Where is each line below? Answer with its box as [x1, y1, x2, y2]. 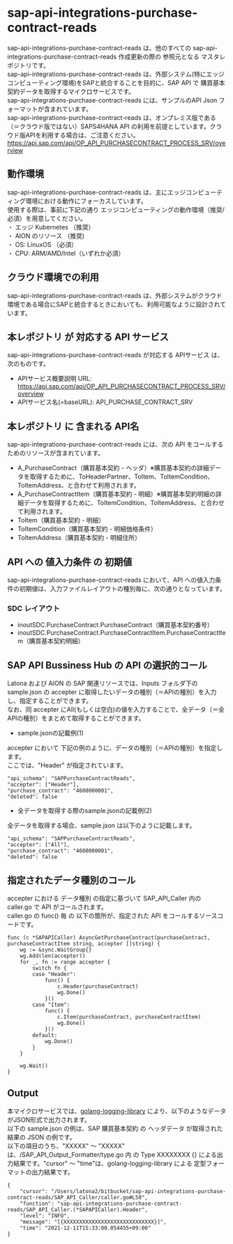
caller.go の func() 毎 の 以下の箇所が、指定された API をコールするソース [7, 911, 218, 920]
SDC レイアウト [7, 604, 61, 613]
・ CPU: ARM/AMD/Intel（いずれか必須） [7, 249, 122, 257]
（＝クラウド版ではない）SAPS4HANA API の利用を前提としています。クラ [7, 122, 223, 130]
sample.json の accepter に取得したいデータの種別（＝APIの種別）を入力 [7, 688, 217, 696]
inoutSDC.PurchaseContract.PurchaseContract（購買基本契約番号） [17, 621, 214, 629]
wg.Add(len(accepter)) [20, 952, 86, 959]
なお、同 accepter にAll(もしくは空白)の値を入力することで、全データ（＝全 [7, 705, 225, 714]
